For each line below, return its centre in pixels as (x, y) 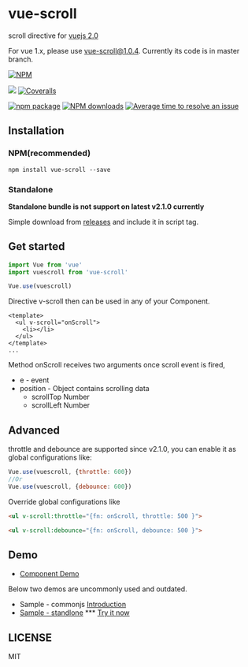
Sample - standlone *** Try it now (74, 613)
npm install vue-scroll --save (59, 170)
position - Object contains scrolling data (84, 389)
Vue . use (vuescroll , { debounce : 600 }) (70, 486)
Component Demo (49, 574)
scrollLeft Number (61, 405)
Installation (36, 131)
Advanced (34, 430)
